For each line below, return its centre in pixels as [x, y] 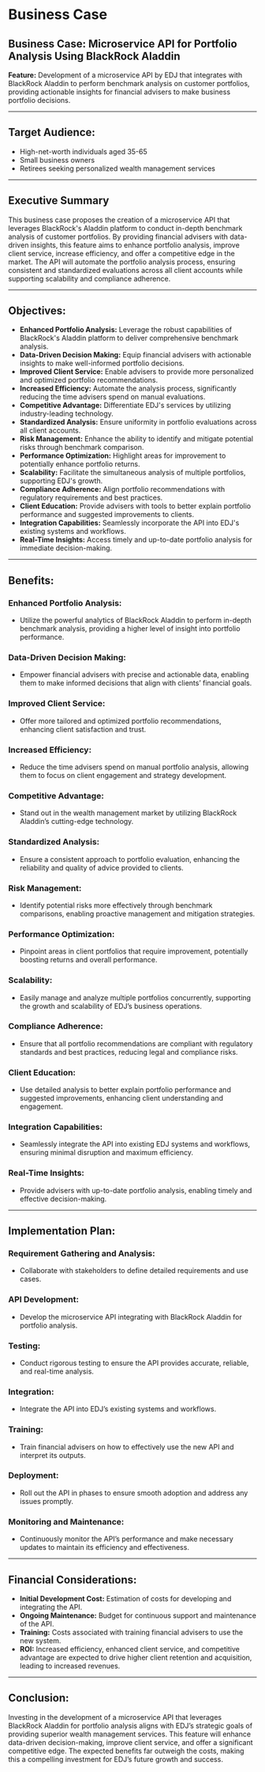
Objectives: [37, 311]
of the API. [37, 1623]
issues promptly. [46, 1501]
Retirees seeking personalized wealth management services [117, 168]
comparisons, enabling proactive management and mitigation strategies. [137, 913]
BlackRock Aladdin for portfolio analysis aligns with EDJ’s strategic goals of [131, 1725]
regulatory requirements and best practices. [91, 498]
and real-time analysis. [57, 1371]
